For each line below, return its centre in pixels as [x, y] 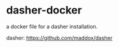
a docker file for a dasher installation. [52, 26]
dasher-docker [44, 10]
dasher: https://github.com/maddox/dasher [59, 38]
